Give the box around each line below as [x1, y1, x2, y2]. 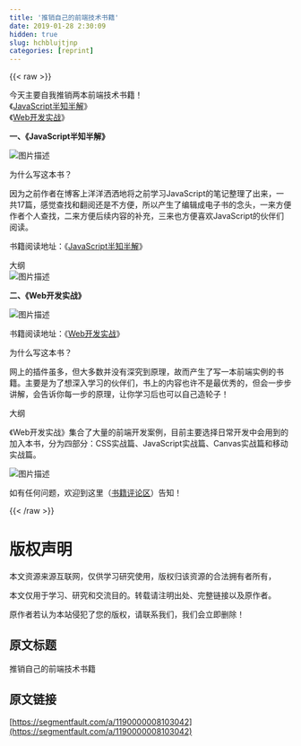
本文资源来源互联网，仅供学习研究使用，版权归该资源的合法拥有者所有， [9, 571, 276, 582]
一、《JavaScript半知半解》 [9, 131, 110, 142]
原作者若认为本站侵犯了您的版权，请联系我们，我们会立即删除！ [9, 609, 245, 620]
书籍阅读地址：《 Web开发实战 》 [9, 328, 125, 339]
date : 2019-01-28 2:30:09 [9, 22, 106, 30]
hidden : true [9, 30, 58, 39]
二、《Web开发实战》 [9, 291, 86, 301]
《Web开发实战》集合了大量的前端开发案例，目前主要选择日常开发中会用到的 [9, 427, 289, 438]
